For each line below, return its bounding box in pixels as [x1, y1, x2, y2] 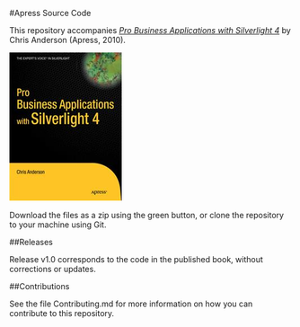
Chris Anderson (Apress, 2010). [9, 35, 126, 45]
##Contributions [9, 281, 70, 291]
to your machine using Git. [9, 219, 107, 230]
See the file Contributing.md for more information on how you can [9, 298, 253, 309]
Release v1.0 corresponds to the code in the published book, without [9, 254, 263, 264]
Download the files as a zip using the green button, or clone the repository [9, 210, 285, 220]
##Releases [9, 237, 54, 247]
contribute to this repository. [9, 308, 115, 318]
